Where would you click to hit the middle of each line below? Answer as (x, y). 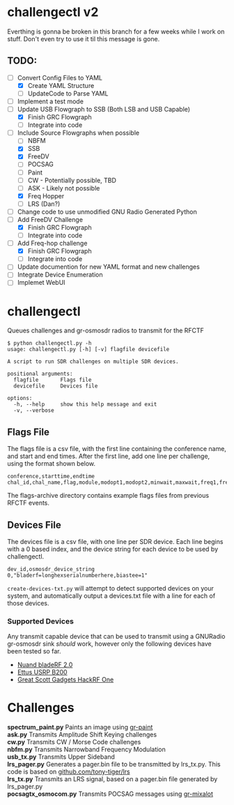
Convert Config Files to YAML (60, 77)
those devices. (29, 603)
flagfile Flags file (53, 380)
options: (20, 399)
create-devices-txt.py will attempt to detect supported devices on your (111, 588)
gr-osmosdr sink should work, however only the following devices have (110, 644)
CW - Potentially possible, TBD (72, 180)
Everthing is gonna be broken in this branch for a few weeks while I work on (116, 31)
